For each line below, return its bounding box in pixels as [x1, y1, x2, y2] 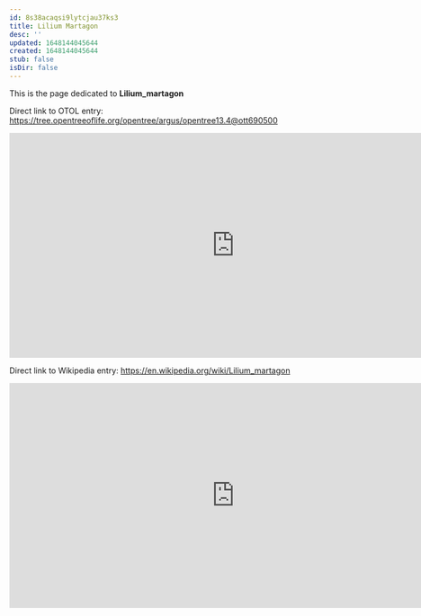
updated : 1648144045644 [9, 38, 99, 48]
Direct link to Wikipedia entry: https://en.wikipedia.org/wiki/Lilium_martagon [9, 365, 291, 376]
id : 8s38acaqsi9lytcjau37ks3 [9, 13, 119, 22]
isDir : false [9, 64, 58, 73]
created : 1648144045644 [9, 47, 99, 56]
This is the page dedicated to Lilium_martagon [9, 87, 184, 99]
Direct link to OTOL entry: [9, 105, 103, 116]
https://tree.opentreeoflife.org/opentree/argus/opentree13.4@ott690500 [9, 114, 279, 126]
